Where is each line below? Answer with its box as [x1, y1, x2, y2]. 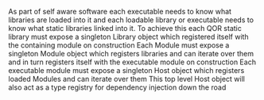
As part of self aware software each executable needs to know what [8, 7, 232, 16]
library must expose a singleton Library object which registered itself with [8, 32, 249, 41]
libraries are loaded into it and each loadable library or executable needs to [8, 15, 254, 25]
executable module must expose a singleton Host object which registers [8, 66, 245, 75]
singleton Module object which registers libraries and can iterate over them [8, 49, 254, 58]
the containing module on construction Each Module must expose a [8, 40, 230, 50]
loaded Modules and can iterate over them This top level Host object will [8, 75, 245, 83]
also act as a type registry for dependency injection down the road [8, 83, 227, 92]
